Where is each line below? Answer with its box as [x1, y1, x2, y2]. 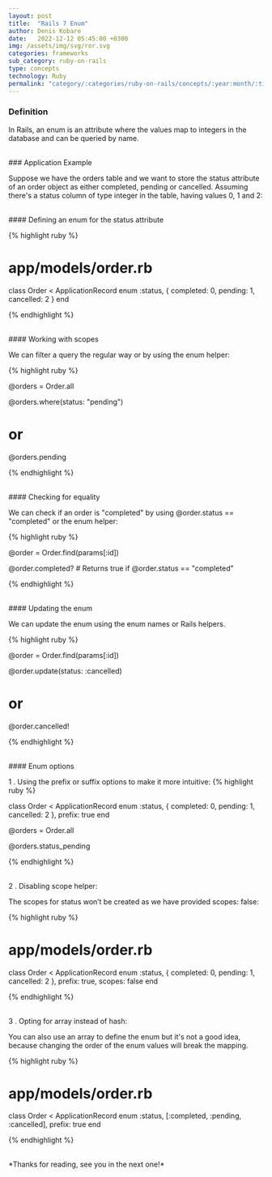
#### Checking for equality [8, 491, 100, 502]
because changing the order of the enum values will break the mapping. [8, 1040, 249, 1050]
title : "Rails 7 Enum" [8, 19, 89, 28]
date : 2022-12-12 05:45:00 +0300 [8, 34, 129, 43]
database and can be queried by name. [8, 133, 139, 142]
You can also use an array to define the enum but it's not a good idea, [8, 1031, 241, 1041]
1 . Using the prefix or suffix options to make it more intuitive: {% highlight [8, 776, 253, 786]
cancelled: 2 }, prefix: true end [8, 809, 110, 819]
